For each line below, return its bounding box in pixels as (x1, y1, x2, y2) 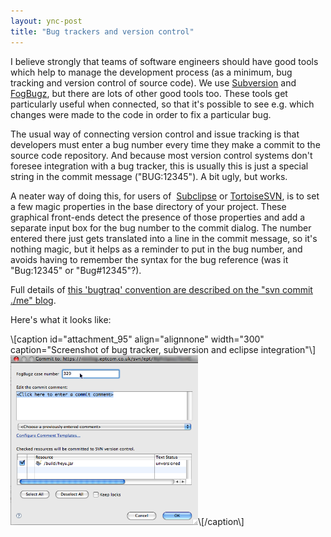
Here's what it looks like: (10, 313, 112, 325)
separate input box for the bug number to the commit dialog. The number (10, 221, 312, 234)
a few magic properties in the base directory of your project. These (10, 200, 287, 212)
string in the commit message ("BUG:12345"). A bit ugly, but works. (10, 170, 288, 182)
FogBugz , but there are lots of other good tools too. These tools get (10, 87, 288, 99)
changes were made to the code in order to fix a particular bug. (10, 108, 272, 120)
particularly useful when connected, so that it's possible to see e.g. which (10, 98, 315, 110)
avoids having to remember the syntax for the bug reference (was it (10, 253, 289, 265)
